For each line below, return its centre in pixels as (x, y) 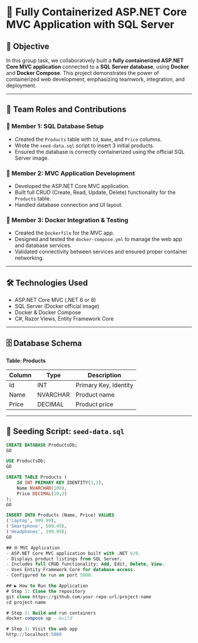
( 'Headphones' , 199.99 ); (37, 532)
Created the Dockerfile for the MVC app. (65, 233)
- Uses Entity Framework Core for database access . (71, 570)
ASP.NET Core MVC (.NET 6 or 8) (55, 300)
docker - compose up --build (39, 618)
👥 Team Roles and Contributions (66, 109)
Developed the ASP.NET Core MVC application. (72, 186)
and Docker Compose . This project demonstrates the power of (82, 73)
